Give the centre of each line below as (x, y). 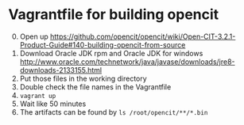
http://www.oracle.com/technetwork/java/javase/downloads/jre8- (128, 62)
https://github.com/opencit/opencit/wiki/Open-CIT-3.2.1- (143, 36)
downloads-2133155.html (60, 70)
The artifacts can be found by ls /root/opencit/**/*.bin (114, 112)
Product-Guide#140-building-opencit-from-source (103, 44)
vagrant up (38, 96)
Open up (34, 36)
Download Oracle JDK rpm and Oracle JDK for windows (111, 53)
